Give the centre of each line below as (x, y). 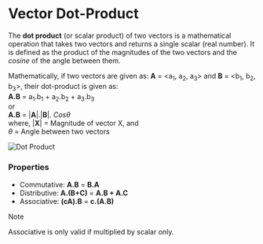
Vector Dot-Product (73, 14)
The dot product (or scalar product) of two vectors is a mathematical (120, 35)
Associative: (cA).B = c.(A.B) (67, 201)
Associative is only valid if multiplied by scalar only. (91, 231)
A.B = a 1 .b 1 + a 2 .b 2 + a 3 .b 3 (51, 97)
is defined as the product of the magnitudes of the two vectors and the (122, 52)
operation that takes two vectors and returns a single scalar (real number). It (131, 43)
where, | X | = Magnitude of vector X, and (73, 124)
